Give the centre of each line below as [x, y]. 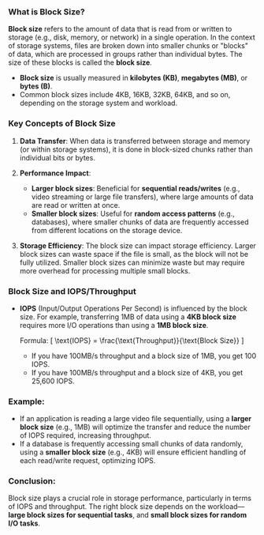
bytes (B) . [36, 86]
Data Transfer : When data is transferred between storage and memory [135, 141]
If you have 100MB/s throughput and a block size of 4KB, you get [137, 372]
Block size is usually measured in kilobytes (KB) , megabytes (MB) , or [134, 78]
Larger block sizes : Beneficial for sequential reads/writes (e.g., [136, 188]
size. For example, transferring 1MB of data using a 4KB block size [128, 316]
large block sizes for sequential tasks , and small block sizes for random [127, 515]
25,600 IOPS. [53, 381]
